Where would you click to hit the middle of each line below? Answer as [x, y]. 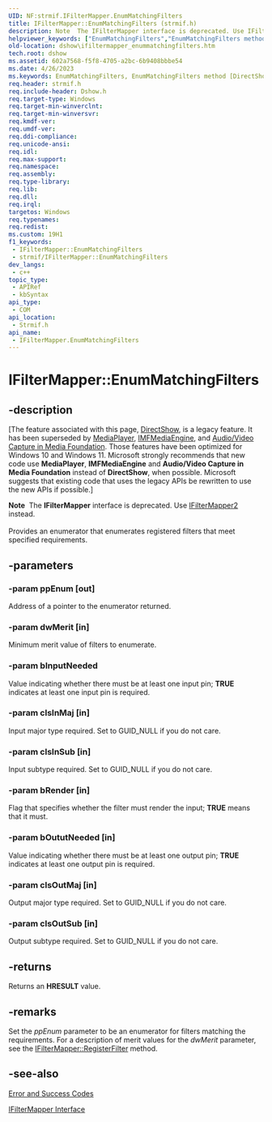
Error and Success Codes [51, 1093]
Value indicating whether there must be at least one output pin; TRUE [124, 855]
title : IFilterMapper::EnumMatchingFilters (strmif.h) [103, 24]
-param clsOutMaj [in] [53, 884]
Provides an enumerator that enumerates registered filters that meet [122, 531]
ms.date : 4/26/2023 [41, 69]
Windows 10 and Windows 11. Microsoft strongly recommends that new [127, 456]
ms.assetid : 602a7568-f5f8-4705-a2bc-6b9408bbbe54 [96, 62]
